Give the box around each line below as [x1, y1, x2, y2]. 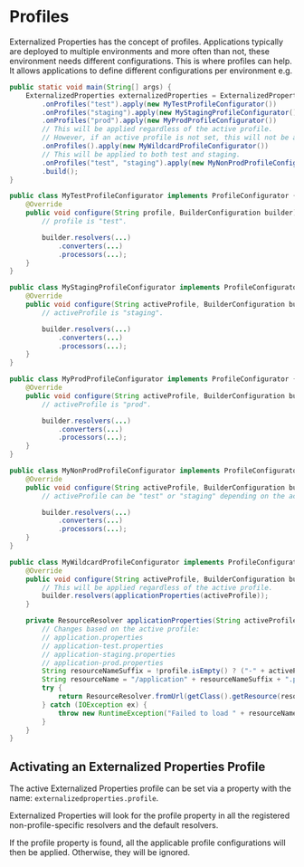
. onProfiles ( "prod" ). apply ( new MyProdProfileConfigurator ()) [42, 116, 278, 126]
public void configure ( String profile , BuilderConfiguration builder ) [25, 208, 298, 218]
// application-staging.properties [42, 650, 176, 659]
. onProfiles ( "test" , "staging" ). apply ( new [42, 158, 204, 167]
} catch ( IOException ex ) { [42, 700, 147, 710]
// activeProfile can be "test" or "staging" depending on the [42, 491, 285, 500]
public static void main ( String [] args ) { [9, 82, 172, 91]
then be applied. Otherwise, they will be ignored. [9, 847, 191, 858]
